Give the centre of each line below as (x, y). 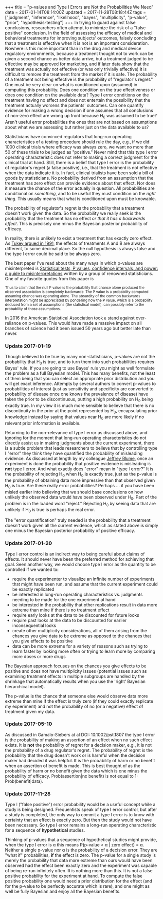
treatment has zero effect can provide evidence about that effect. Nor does (80, 183)
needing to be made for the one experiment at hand (64, 599)
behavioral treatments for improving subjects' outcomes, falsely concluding (81, 38)
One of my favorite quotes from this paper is (49, 278)
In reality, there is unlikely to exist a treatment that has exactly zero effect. (79, 238)
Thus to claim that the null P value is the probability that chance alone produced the (75, 287)
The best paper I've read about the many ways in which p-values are (74, 263)
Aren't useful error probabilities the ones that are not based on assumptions (81, 122)
